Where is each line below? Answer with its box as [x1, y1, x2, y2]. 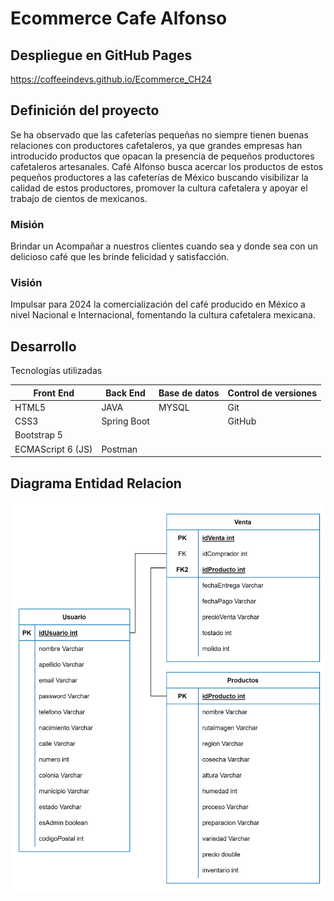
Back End [105, 387, 146, 399]
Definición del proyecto [10, 102, 160, 119]
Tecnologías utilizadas [10, 365, 103, 377]
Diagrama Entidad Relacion [10, 475, 182, 492]
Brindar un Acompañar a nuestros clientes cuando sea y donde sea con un [10, 240, 319, 252]
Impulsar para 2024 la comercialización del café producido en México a [10, 298, 306, 311]
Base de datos [158, 387, 220, 399]
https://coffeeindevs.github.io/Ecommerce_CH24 [10, 73, 213, 85]
